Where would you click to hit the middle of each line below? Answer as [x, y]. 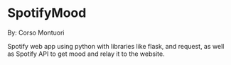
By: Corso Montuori [36, 32]
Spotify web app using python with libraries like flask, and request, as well [116, 46]
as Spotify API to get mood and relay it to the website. [86, 54]
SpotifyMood [47, 13]
